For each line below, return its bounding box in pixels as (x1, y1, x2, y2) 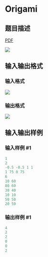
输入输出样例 (5, 129, 43, 137)
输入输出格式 (5, 62, 43, 70)
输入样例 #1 (5, 144, 31, 151)
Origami (5, 3, 37, 15)
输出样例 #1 (5, 214, 31, 221)
